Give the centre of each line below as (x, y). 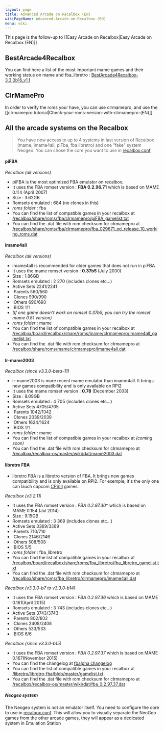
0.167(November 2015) (35, 658)
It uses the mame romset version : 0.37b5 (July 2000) (67, 271)
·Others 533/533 (29, 628)
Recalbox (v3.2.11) (23, 496)
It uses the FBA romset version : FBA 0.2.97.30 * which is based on (79, 505)
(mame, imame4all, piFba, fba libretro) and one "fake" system (79, 145)
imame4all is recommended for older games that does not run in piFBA (83, 266)
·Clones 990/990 (29, 297)
